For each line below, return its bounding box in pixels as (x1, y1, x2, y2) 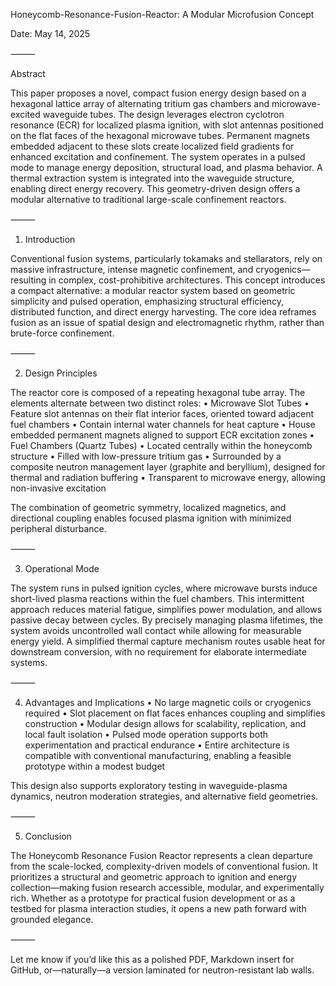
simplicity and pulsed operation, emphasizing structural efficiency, (10, 295, 285, 307)
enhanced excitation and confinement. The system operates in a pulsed (10, 151, 306, 163)
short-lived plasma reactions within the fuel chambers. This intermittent (10, 593, 305, 604)
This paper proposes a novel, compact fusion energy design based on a (10, 87, 307, 99)
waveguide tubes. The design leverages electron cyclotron (42, 109, 285, 120)
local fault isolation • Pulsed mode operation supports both (24, 729, 269, 740)
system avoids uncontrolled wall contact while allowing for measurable (10, 625, 302, 636)
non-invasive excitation (10, 482, 107, 494)
